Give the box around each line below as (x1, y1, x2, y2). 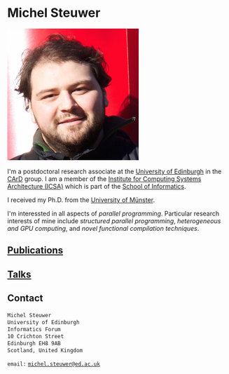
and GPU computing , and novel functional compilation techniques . (7, 224, 200, 232)
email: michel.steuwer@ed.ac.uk (7, 360, 100, 368)
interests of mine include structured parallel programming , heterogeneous (7, 216, 221, 225)
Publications (7, 244, 64, 257)
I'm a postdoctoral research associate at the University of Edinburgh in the (7, 167, 222, 175)
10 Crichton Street (7, 333, 64, 340)
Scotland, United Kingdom (7, 347, 83, 354)
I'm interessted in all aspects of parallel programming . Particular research (7, 209, 220, 218)
